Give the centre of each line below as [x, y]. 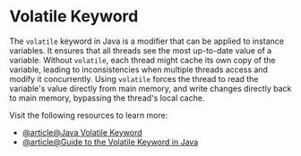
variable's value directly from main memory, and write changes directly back [150, 88]
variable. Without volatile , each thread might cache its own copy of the [142, 60]
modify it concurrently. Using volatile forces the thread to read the [134, 78]
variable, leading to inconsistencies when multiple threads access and [139, 70]
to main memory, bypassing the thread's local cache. [107, 98]
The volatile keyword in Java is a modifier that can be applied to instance [147, 41]
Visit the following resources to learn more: [89, 115]
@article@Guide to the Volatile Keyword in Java [110, 142]
